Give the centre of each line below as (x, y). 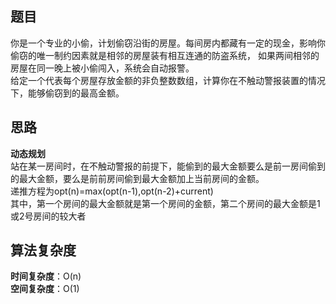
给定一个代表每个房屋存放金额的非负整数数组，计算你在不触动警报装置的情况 (168, 80)
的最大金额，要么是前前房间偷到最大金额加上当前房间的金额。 (137, 178)
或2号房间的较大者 (48, 216)
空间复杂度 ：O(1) (45, 289)
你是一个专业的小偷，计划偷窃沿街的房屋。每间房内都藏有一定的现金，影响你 (168, 43)
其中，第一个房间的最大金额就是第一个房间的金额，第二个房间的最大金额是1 (165, 203)
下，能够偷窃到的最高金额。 (67, 93)
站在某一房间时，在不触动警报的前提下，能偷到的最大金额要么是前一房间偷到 (168, 166)
